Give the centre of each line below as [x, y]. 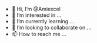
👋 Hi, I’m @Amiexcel [36, 9]
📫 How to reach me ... [39, 34]
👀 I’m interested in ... [36, 15]
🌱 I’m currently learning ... [43, 21]
